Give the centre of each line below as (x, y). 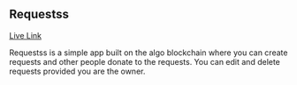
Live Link (26, 35)
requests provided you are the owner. (77, 71)
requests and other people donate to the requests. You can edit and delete (145, 61)
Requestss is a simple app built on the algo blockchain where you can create (148, 53)
